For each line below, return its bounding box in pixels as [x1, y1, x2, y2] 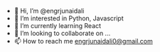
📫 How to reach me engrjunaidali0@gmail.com [14, 37, 153, 45]
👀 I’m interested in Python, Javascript [14, 14, 124, 22]
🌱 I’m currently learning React [14, 22, 102, 30]
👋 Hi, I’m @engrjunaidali [14, 7, 85, 15]
